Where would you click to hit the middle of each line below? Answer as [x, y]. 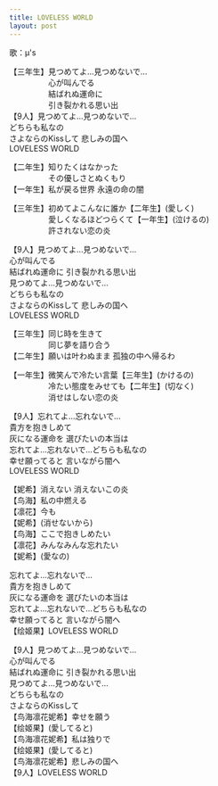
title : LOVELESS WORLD [51, 17]
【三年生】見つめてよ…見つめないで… [78, 71]
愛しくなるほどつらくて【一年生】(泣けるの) [129, 219]
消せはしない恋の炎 [83, 397]
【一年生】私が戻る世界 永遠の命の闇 [77, 189]
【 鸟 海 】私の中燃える [48, 500]
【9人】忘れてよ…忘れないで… [65, 416]
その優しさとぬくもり [87, 178]
